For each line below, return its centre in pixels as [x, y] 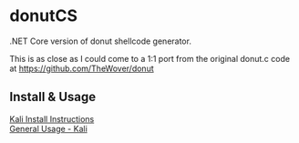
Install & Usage [53, 97]
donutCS [43, 16]
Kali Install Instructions [52, 118]
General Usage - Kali [49, 128]
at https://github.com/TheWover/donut [82, 68]
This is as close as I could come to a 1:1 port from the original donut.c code [149, 58]
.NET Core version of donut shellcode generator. [100, 41]
